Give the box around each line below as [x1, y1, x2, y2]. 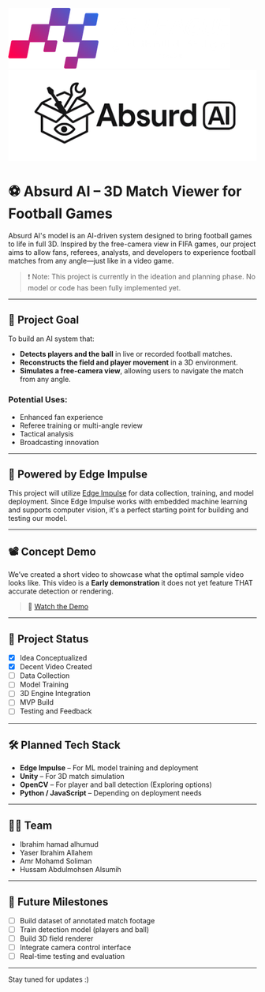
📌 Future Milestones [8, 895, 109, 908]
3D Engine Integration [19, 689, 91, 698]
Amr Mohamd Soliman [19, 856, 92, 866]
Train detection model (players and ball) [19, 925, 150, 934]
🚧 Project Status [8, 632, 89, 646]
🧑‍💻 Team [8, 818, 53, 832]
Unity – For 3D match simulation [19, 772, 125, 781]
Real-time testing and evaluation [19, 952, 125, 961]
